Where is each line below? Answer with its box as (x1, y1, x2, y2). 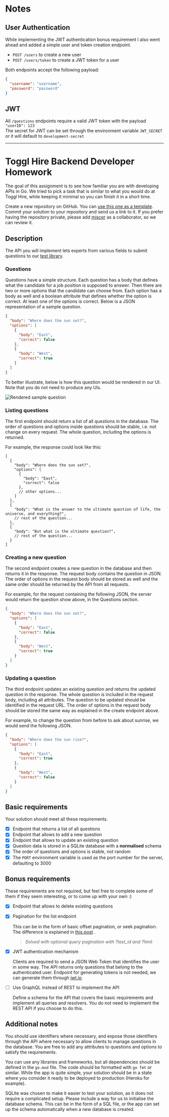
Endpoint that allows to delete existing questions (12, 903, 113, 909)
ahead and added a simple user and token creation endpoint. (5, 42, 132, 48)
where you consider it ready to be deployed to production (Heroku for (5, 1075, 150, 1081)
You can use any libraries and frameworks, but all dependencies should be (5, 1059, 160, 1065)
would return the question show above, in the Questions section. (5, 597, 139, 603)
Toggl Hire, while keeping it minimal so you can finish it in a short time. (5, 194, 151, 200)
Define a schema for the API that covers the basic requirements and (12, 994, 153, 1000)
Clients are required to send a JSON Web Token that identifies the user (12, 959, 159, 965)
